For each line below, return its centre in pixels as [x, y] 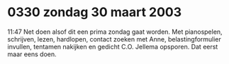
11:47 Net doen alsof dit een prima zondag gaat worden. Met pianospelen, [115, 32]
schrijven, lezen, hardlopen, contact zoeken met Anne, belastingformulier [114, 39]
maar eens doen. [32, 54]
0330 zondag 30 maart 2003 [95, 12]
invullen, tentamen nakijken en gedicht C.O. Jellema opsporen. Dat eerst [113, 46]
